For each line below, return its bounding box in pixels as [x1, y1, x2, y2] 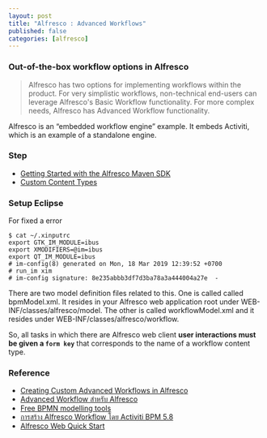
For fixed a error [8, 216, 63, 225]
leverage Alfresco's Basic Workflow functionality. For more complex [28, 97, 255, 106]
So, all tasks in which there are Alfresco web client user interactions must [8, 330, 256, 340]
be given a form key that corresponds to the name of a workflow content [8, 338, 251, 349]
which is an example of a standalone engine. [8, 130, 157, 140]
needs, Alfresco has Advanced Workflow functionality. [28, 105, 210, 115]
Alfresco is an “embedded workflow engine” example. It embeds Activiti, [8, 121, 250, 131]
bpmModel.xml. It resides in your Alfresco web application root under [8, 297, 239, 307]
